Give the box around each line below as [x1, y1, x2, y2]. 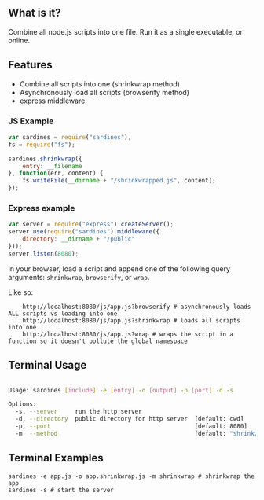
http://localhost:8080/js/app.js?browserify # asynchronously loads [22, 303, 251, 311]
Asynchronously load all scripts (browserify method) [19, 87, 190, 97]
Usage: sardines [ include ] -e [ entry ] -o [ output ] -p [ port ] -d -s [8, 386, 234, 394]
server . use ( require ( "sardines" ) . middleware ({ [8, 228, 159, 236]
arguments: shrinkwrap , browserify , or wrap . [8, 272, 150, 281]
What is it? [8, 6, 61, 20]
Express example [8, 202, 75, 213]
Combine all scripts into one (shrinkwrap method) [19, 79, 181, 89]
